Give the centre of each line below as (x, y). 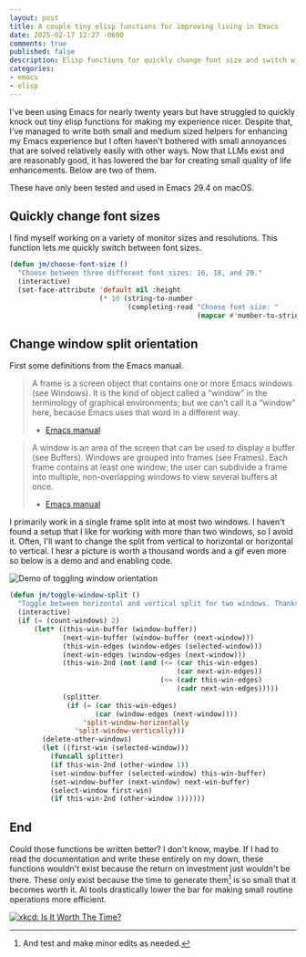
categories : (32, 69)
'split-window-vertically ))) (129, 731)
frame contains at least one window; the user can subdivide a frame (159, 467)
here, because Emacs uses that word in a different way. (136, 412)
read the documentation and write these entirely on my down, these (137, 859)
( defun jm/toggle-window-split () (75, 595)
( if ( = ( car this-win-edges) (122, 705)
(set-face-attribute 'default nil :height (99, 290)
